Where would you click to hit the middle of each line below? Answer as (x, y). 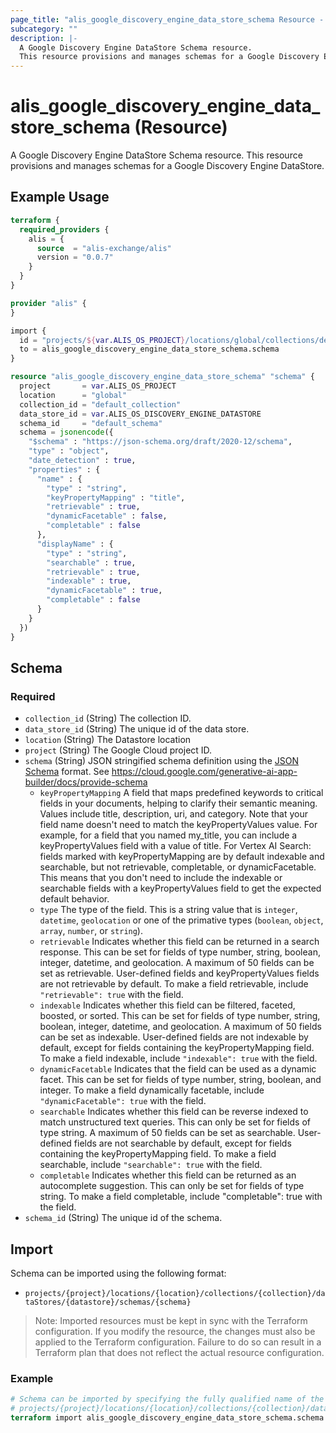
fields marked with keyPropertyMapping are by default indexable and (182, 857)
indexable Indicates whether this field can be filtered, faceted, (167, 1005)
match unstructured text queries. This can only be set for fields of (175, 1122)
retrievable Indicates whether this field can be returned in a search (179, 942)
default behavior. (74, 899)
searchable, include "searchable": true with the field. (151, 1165)
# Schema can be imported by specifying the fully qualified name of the (167, 1399)
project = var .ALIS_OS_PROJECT (98, 386)
